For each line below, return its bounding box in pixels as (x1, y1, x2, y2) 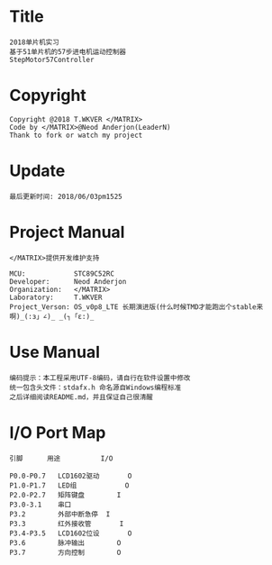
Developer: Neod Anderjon (9, 277, 127, 286)
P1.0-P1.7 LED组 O (9, 480, 130, 490)
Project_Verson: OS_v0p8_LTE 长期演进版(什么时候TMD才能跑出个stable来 (9, 302, 264, 312)
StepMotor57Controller (9, 55, 95, 64)
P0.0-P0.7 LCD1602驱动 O (9, 471, 132, 480)
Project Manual (9, 223, 125, 242)
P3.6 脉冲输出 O (9, 538, 122, 547)
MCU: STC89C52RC (9, 269, 115, 278)
